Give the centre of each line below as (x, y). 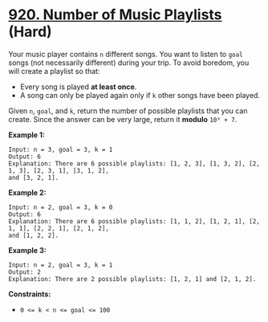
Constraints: (30, 294)
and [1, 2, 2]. (34, 235)
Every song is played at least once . (78, 87)
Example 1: (27, 135)
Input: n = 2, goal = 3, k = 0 (61, 207)
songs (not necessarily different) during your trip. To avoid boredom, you (129, 63)
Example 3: (27, 250)
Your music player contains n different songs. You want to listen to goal (126, 54)
